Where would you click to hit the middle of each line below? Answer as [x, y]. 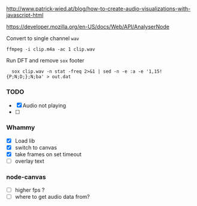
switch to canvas [36, 147]
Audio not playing [44, 106]
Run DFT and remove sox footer [45, 60]
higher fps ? [30, 190]
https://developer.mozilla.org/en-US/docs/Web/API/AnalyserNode [88, 27]
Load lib [25, 141]
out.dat [61, 77]
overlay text [29, 161]
